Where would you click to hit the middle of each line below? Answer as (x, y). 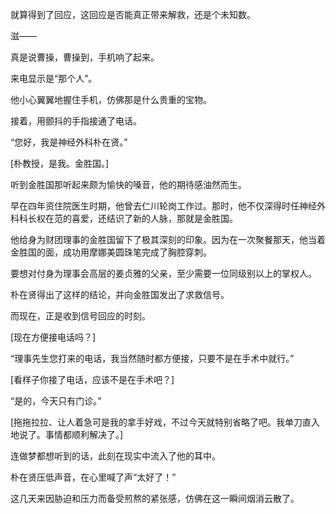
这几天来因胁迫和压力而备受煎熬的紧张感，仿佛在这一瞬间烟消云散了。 (155, 498)
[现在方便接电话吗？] (53, 337)
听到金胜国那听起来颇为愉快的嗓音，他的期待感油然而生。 (128, 184)
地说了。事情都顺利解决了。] (67, 434)
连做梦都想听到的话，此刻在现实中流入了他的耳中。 (115, 456)
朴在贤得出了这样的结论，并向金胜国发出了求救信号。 (120, 294)
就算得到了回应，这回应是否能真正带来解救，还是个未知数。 (133, 14)
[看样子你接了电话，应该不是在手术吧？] (92, 379)
